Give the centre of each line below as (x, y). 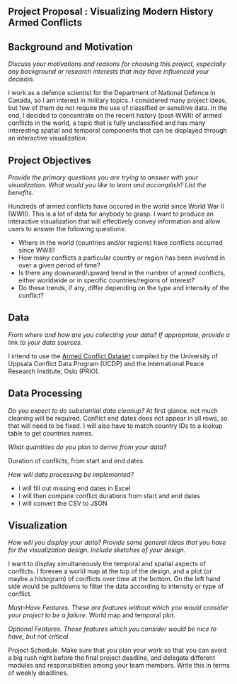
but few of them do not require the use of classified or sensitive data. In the (118, 108)
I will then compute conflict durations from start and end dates (109, 495)
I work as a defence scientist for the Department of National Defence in (112, 93)
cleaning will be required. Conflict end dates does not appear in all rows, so (118, 418)
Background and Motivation (70, 46)
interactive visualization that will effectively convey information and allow (114, 221)
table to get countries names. (51, 433)
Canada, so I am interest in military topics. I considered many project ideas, (117, 100)
